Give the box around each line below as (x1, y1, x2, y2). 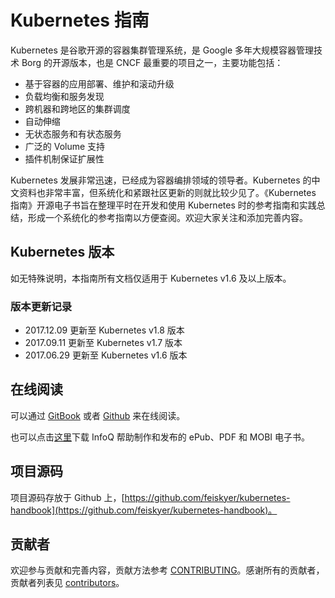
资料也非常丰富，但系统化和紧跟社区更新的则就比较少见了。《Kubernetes (18, 186, 317, 198)
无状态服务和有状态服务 (24, 127, 122, 140)
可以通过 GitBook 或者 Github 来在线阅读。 (10, 409, 186, 421)
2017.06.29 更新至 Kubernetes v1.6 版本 (24, 349, 188, 361)
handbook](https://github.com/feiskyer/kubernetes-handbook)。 (10, 504, 278, 516)
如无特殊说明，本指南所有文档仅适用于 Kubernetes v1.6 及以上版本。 (10, 272, 292, 284)
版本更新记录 (10, 299, 73, 313)
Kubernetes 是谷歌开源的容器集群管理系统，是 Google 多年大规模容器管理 (10, 44, 315, 56)
